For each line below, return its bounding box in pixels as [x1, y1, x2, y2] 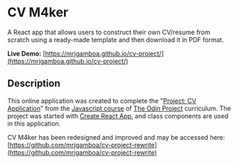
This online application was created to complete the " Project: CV [7, 96, 197, 105]
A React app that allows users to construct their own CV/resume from [7, 28, 211, 36]
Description [7, 78, 60, 90]
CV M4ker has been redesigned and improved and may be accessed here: [7, 133, 225, 141]
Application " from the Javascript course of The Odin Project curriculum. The [7, 104, 231, 113]
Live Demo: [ [7, 49, 46, 58]
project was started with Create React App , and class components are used [7, 111, 229, 120]
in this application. [7, 119, 61, 128]
